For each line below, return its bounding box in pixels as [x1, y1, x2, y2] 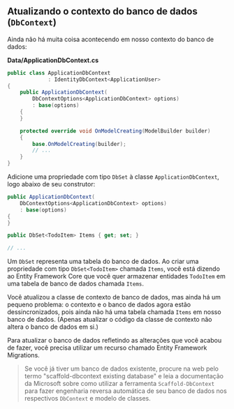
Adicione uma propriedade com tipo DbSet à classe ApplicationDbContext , [7, 172, 220, 181]
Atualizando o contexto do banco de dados [7, 6, 198, 17]
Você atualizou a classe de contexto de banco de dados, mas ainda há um [7, 293, 221, 302]
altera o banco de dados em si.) [7, 322, 99, 331]
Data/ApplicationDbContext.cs [7, 56, 99, 64]
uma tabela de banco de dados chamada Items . [7, 279, 145, 288]
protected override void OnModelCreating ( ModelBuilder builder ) [20, 127, 211, 135]
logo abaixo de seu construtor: [7, 180, 96, 188]
